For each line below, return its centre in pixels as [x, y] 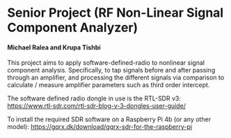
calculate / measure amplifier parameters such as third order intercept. [109, 85]
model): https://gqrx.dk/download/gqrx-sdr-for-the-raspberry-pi [100, 127]
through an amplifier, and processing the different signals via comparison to [116, 77]
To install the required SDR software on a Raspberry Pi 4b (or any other [109, 119]
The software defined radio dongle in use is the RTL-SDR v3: [94, 98]
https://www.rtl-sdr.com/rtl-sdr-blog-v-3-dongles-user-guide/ [97, 106]
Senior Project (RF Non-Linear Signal [115, 13]
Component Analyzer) [73, 28]
